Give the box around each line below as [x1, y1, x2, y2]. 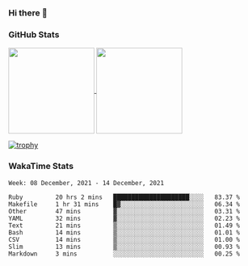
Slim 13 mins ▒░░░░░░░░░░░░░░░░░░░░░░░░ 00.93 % [8, 243, 241, 251]
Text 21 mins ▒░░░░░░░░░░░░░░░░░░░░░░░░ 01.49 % [8, 222, 241, 230]
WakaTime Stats [8, 161, 74, 172]
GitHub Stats [8, 28, 60, 40]
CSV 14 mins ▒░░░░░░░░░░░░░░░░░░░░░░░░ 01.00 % [8, 235, 241, 243]
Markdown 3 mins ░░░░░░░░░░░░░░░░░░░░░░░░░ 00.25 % [8, 250, 241, 258]
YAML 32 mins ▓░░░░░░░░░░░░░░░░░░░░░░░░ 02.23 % [8, 214, 241, 222]
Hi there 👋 [8, 7, 48, 19]
